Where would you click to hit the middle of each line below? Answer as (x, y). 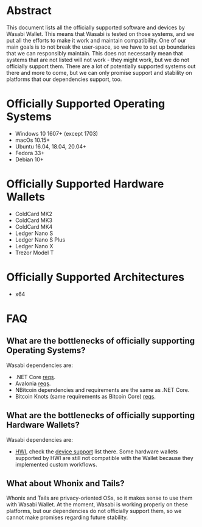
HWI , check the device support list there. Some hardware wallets (96, 452)
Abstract (29, 11)
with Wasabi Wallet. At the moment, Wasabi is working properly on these (97, 504)
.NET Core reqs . (35, 377)
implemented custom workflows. (56, 464)
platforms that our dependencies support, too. (64, 79)
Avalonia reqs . (33, 383)
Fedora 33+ (30, 153)
